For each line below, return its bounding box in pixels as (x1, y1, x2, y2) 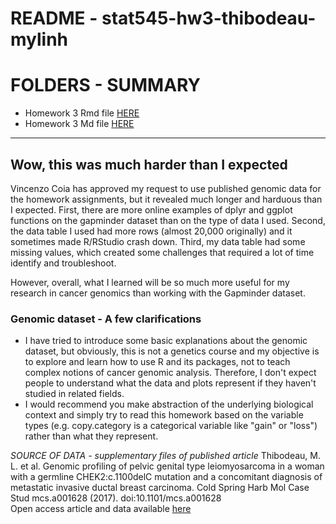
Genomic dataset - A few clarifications (10, 312, 202, 326)
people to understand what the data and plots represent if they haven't (24, 377, 317, 389)
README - (10, 7, 98, 30)
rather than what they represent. (24, 430, 159, 442)
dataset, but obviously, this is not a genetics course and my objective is (24, 345, 320, 357)
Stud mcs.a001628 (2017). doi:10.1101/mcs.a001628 (10, 492, 222, 504)
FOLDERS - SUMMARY (10, 74, 202, 97)
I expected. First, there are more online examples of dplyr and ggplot (10, 203, 293, 216)
